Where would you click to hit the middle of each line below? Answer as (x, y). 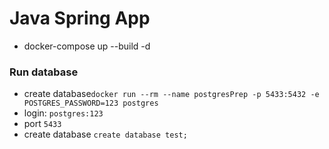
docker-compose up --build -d (87, 46)
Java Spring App (80, 18)
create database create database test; (105, 134)
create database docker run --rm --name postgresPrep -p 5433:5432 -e (171, 94)
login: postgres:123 (63, 113)
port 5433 (42, 124)
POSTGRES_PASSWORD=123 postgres (91, 103)
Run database (44, 72)
